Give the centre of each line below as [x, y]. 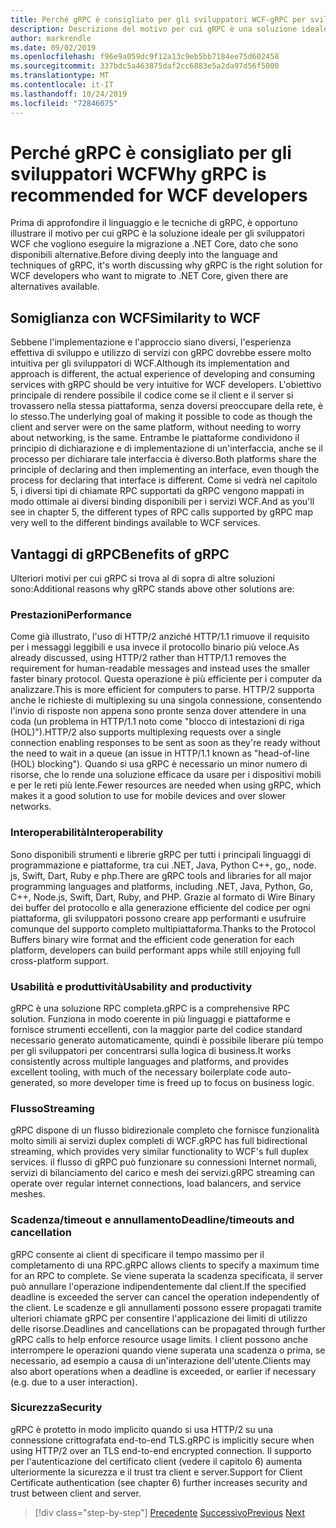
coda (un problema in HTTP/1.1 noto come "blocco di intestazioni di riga [157, 722]
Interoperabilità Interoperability [87, 833]
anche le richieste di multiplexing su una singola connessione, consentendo [166, 700]
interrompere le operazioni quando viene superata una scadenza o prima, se [168, 1350]
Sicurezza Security [56, 1408]
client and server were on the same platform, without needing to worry [156, 427]
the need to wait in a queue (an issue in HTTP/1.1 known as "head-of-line [160, 753]
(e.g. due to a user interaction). [74, 1382]
